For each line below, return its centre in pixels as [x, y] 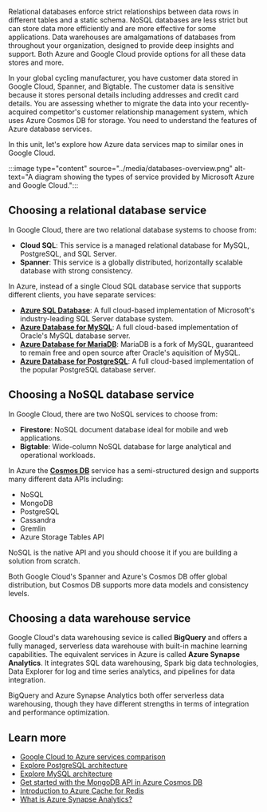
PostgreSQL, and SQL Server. [68, 253]
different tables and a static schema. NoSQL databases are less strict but [128, 20]
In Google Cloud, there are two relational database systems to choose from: [132, 229]
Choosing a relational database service [108, 211]
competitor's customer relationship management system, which [143, 112]
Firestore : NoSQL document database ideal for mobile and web [124, 429]
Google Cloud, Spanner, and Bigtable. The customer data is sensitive [121, 86]
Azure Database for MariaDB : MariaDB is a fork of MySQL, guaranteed [136, 344]
